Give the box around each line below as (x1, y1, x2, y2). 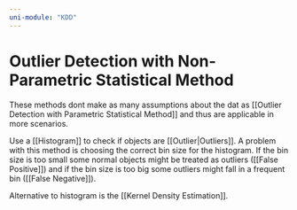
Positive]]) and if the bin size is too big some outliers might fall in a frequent (9, 163, 285, 174)
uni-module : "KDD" (9, 12, 77, 22)
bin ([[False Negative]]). (9, 173, 97, 183)
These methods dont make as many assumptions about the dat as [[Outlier (9, 99, 282, 110)
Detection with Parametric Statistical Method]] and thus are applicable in (9, 108, 275, 120)
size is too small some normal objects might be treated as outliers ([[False (9, 154, 279, 165)
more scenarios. (9, 118, 69, 128)
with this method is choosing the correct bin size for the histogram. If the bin (9, 144, 289, 155)
